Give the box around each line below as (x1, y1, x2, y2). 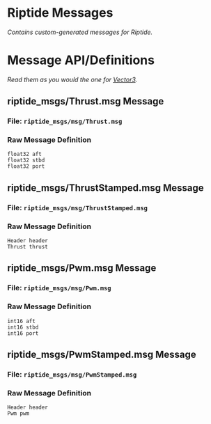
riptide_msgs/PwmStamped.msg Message (7, 349, 196, 361)
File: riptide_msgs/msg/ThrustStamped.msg (7, 203, 148, 212)
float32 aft (7, 151, 42, 158)
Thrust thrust (7, 244, 49, 251)
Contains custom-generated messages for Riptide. (7, 28, 153, 36)
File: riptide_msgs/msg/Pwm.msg (7, 283, 111, 293)
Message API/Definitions (7, 52, 155, 68)
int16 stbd (7, 324, 39, 331)
